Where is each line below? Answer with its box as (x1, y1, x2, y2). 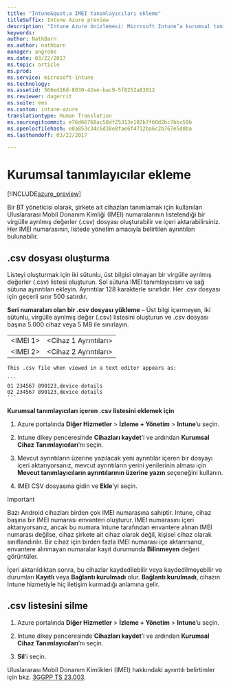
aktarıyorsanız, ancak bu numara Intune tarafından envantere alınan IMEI (7, 523, 212, 531)
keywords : (7, 29, 36, 36)
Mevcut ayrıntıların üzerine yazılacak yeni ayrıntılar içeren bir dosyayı (16, 454, 213, 462)
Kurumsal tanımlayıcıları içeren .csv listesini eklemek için (7, 407, 175, 414)
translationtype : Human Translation (7, 112, 112, 119)
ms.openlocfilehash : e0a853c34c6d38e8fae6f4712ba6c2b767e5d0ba (7, 125, 192, 132)
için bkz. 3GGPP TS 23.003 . (7, 673, 86, 681)
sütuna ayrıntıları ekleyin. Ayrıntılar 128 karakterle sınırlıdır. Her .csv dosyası (7, 285, 221, 293)
